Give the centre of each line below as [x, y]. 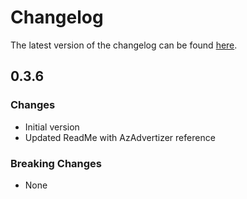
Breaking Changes [56, 163]
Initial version [52, 127]
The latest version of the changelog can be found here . [124, 45]
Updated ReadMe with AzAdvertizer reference [120, 137]
